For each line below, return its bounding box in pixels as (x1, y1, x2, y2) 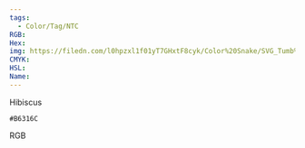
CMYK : (9, 55, 30, 64)
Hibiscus (9, 97, 43, 107)
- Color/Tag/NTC (17, 22, 79, 31)
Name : (9, 72, 30, 81)
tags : (9, 13, 30, 23)
